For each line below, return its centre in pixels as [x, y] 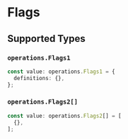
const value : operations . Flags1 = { [61, 72]
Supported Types [47, 39]
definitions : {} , [39, 78]
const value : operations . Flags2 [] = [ [64, 116]
